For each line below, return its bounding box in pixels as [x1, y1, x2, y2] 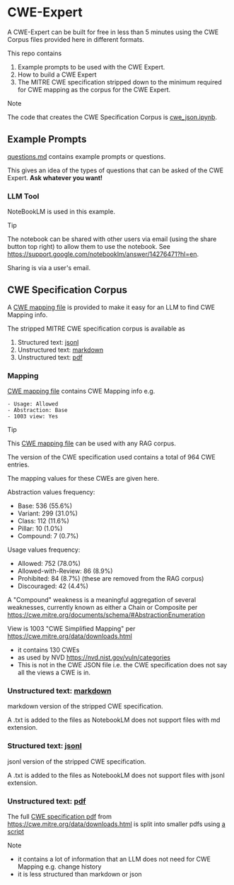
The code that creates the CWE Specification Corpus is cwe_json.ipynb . [7, 113, 218, 121]
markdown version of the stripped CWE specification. [7, 702, 163, 711]
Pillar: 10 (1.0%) [17, 524, 63, 533]
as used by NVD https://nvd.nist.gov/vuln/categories [17, 653, 171, 662]
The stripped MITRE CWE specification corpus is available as [7, 324, 185, 333]
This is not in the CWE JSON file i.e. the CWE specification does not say [17, 661, 228, 669]
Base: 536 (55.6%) [17, 501, 73, 511]
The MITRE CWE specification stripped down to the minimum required [17, 77, 223, 86]
